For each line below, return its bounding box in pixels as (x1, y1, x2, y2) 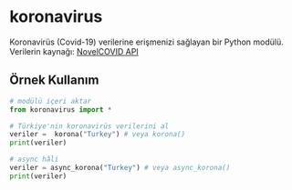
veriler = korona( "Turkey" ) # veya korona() (9, 130, 185, 139)
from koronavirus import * (9, 105, 112, 115)
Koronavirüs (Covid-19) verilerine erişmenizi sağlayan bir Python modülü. (9, 36, 285, 47)
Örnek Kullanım (9, 73, 99, 88)
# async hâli (9, 155, 59, 165)
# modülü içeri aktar (9, 96, 92, 105)
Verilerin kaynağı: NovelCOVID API (9, 45, 139, 56)
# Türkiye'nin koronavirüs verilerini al (9, 121, 170, 131)
